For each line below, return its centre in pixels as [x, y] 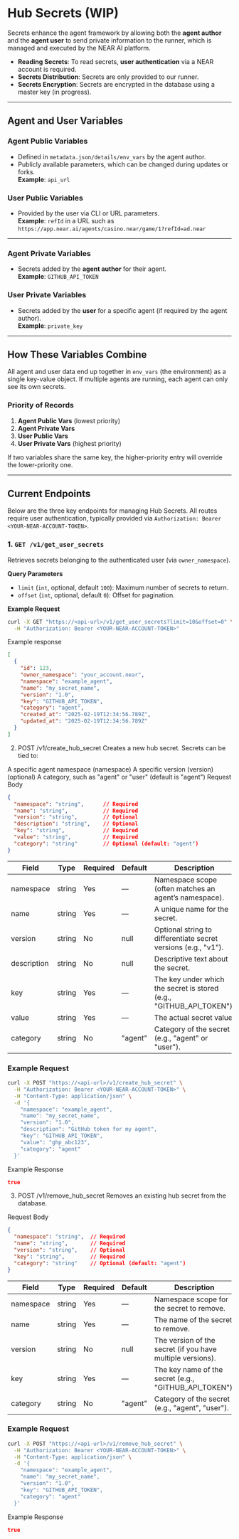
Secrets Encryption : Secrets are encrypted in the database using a [116, 84]
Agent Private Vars [46, 428]
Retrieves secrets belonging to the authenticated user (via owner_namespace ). [119, 560]
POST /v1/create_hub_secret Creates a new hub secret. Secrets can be [122, 747]
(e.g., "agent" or [181, 1038]
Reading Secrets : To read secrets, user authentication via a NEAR [116, 61]
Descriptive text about [191, 959]
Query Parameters [35, 573]
